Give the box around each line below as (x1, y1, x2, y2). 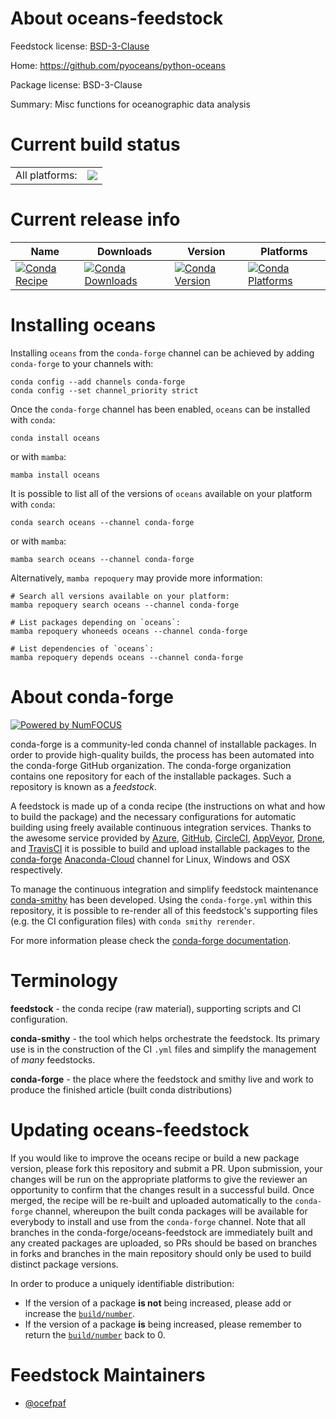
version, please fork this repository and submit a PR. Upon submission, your (10, 1162, 323, 1174)
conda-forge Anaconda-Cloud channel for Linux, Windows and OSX (10, 853, 291, 865)
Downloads (96, 244, 153, 258)
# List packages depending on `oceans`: (10, 617, 182, 627)
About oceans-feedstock (10, 7, 224, 30)
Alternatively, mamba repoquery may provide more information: (10, 572, 263, 584)
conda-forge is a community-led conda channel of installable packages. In (10, 738, 317, 750)
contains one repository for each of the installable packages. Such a (10, 770, 292, 782)
